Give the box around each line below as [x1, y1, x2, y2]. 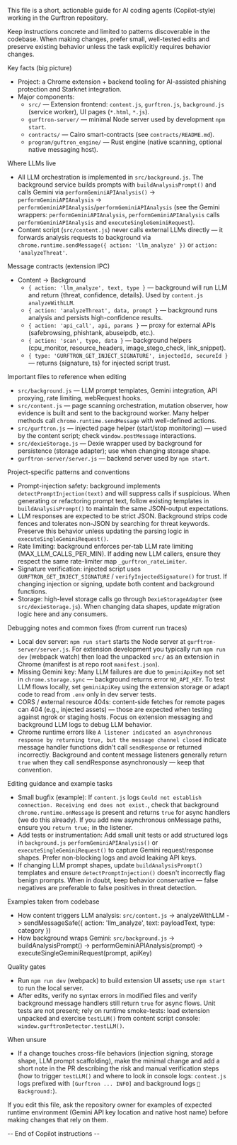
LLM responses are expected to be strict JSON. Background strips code [17, 512, 228, 520]
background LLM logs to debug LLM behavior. [17, 721, 152, 728]
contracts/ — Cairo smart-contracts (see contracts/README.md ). [28, 131, 214, 138]
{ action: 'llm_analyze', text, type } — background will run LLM [28, 283, 228, 292]
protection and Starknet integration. [17, 85, 122, 93]
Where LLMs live [7, 159, 57, 168]
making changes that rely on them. [7, 1116, 109, 1124]
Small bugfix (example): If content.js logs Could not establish [17, 793, 202, 801]
